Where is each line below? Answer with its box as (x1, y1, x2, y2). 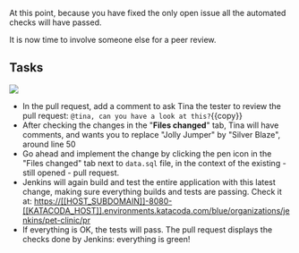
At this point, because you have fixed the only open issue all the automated (9, 8, 286, 18)
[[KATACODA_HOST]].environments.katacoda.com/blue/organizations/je (21, 205, 290, 215)
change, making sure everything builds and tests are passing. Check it (21, 186, 282, 197)
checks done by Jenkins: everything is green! (21, 233, 191, 244)
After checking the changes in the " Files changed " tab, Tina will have (21, 120, 279, 131)
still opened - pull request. (21, 167, 120, 178)
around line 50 (21, 139, 76, 149)
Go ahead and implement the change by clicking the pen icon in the (21, 148, 272, 159)
